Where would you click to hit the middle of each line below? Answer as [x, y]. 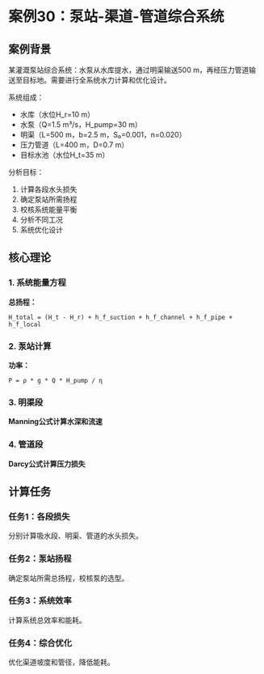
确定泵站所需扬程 [48, 199]
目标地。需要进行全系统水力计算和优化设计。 [96, 80]
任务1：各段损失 [39, 516]
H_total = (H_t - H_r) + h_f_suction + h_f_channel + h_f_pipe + [120, 317]
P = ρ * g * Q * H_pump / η [56, 380]
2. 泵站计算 [30, 346]
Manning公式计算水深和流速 [55, 422]
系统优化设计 [41, 230]
